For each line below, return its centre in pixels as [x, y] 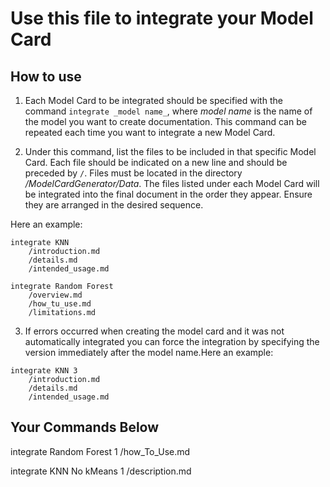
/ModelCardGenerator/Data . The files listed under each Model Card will [172, 183]
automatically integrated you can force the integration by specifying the [172, 341]
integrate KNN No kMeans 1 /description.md [101, 471]
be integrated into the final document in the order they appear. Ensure [168, 194]
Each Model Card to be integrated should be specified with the [153, 100]
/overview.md [55, 295]
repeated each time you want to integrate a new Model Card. [150, 132]
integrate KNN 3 [44, 371]
